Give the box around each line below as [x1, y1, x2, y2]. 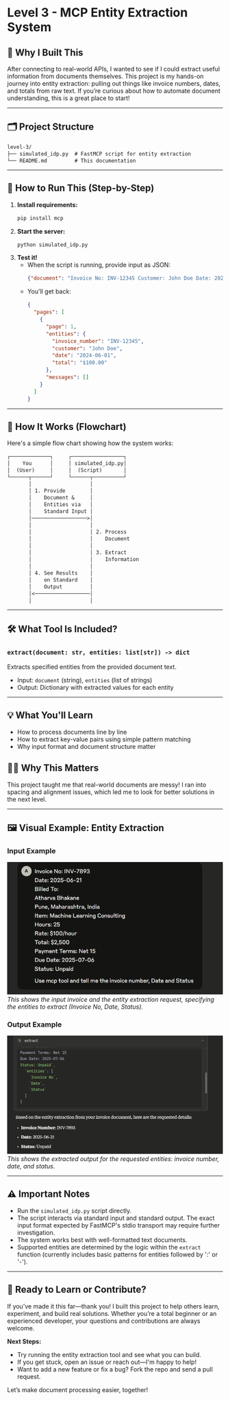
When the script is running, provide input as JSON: [27, 261, 171, 269]
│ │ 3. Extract [28, 549, 127, 556]
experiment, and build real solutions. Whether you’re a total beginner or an [7, 1309, 217, 1317]
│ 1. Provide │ [28, 488, 94, 494]
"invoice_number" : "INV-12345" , [51, 337, 144, 344]
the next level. [7, 795, 47, 803]
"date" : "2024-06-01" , [51, 352, 117, 359]
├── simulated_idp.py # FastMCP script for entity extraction [7, 150, 192, 157]
